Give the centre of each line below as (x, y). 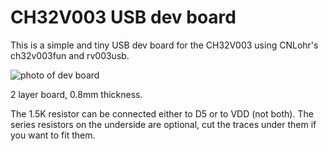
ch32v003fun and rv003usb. (70, 55)
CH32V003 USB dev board (123, 17)
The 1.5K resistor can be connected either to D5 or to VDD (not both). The (162, 113)
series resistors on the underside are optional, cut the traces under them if (163, 124)
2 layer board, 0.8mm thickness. (76, 94)
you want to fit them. (53, 135)
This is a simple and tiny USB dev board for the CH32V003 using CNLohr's (164, 45)
